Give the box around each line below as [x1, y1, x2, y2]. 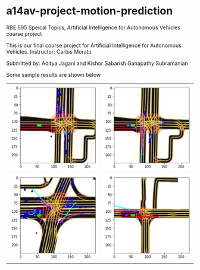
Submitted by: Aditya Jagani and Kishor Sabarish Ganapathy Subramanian [6, 60, 189, 67]
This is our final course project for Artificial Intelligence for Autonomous [6, 42, 182, 49]
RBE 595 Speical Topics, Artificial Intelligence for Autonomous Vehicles [6, 24, 180, 31]
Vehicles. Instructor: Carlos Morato [6, 48, 92, 55]
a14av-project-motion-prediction [6, 4, 173, 18]
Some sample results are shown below [6, 71, 101, 78]
